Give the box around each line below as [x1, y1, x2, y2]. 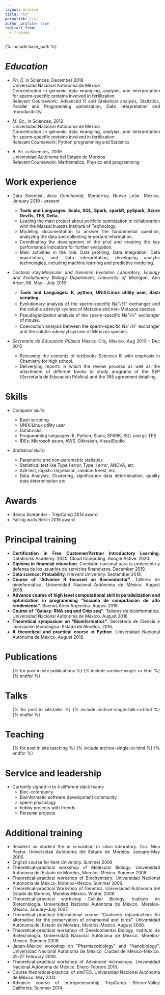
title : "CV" [5, 12, 29, 17]
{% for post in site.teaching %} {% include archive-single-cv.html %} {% [12, 745, 160, 751]
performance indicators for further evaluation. [19, 244, 113, 250]
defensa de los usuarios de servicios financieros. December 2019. [12, 566, 146, 572]
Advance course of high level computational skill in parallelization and [12, 592, 160, 598]
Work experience [5, 176, 77, 188]
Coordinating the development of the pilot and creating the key [19, 239, 160, 244]
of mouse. [19, 317, 40, 323]
